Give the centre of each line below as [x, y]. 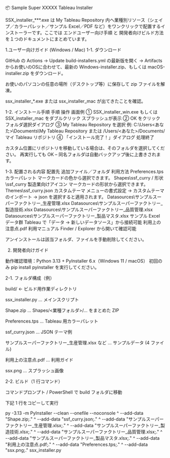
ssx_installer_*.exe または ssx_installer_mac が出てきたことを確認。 [76, 101]
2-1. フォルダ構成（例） [30, 278]
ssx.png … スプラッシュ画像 [35, 371]
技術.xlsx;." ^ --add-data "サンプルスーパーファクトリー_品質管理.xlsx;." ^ [86, 432]
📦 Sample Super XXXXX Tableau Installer [49, 8]
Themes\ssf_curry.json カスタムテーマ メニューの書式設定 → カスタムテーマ [85, 190]
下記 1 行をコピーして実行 [32, 403]
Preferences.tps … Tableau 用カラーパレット [52, 321]
